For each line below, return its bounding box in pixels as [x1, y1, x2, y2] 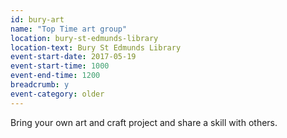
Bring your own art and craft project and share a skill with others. [10, 116, 278, 128]
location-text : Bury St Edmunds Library [10, 42, 182, 53]
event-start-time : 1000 [10, 61, 110, 71]
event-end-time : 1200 [10, 71, 101, 81]
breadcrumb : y [10, 80, 70, 90]
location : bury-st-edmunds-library [10, 33, 159, 43]
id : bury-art [10, 14, 65, 25]
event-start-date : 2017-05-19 [10, 52, 137, 62]
